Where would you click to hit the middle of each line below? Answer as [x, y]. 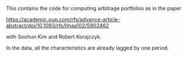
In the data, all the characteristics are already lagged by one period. [88, 48]
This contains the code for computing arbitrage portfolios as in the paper [94, 8]
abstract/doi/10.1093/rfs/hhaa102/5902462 [58, 26]
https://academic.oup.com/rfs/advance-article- [63, 19]
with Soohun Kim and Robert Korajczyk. [54, 37]
